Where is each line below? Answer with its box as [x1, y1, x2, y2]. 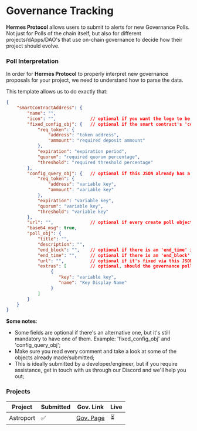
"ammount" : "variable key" [47, 187, 114, 193]
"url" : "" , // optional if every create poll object [27, 219, 193, 226]
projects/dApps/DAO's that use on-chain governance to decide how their [6, 36, 183, 43]
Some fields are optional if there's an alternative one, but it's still [14, 329, 170, 336]
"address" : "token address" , [47, 132, 119, 138]
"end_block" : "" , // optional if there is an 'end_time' [37, 247, 188, 253]
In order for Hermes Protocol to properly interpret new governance [6, 71, 169, 78]
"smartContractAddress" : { [16, 105, 83, 111]
